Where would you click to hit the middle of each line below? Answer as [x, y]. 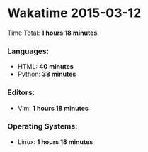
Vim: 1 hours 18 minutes [53, 108]
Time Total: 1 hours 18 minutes [52, 33]
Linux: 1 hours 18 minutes [55, 142]
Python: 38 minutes [47, 74]
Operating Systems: [42, 126]
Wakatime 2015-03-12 [74, 13]
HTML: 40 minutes [46, 67]
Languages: [28, 51]
